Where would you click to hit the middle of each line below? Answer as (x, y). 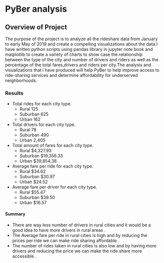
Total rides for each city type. (42, 104)
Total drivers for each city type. (44, 125)
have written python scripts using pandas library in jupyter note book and (79, 49)
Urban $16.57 (33, 203)
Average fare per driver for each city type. (55, 187)
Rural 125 (29, 109)
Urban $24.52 (34, 182)
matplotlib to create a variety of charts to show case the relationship (74, 54)
